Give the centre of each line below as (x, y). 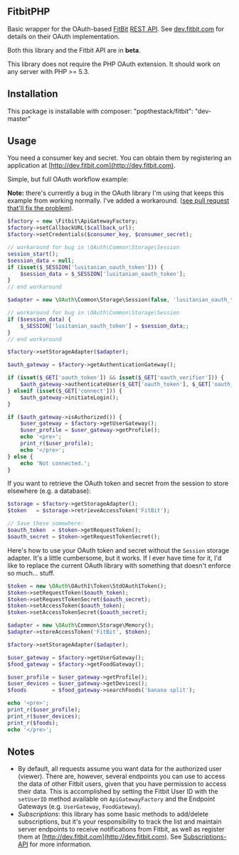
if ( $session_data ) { (39, 319)
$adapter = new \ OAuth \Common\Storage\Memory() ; (81, 625)
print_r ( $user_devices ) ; (44, 716)
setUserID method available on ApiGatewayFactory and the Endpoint (116, 799)
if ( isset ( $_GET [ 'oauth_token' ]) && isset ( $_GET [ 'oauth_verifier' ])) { (116, 378)
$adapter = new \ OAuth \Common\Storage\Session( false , (89, 300)
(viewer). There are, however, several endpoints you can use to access (121, 776)
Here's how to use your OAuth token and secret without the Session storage (118, 550)
